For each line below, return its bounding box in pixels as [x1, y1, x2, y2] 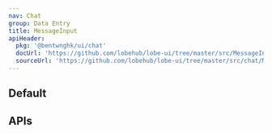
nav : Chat [8, 11, 42, 20]
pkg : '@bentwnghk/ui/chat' [15, 42, 107, 50]
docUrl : [15, 49, 42, 57]
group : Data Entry [8, 19, 70, 27]
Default [8, 86, 47, 101]
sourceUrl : [15, 57, 53, 65]
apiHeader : [8, 34, 45, 43]
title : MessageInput [8, 27, 79, 35]
